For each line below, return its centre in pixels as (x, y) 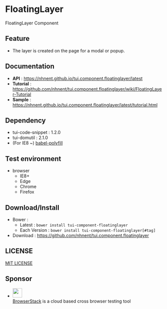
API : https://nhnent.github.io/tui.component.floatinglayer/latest (78, 78)
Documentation (30, 67)
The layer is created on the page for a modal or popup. (69, 50)
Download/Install (32, 208)
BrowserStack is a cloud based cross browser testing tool (72, 301)
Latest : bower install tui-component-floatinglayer (74, 225)
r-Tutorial (22, 94)
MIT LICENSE (19, 263)
